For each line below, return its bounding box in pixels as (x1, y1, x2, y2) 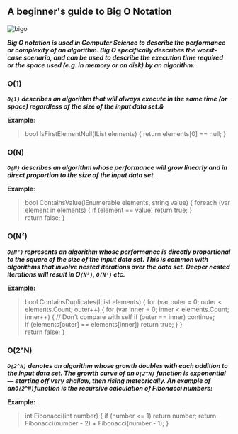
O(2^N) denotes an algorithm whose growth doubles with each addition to (7, 362, 228, 369)
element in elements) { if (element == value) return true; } (24, 206, 193, 215)
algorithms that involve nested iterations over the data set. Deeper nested (7, 262, 230, 271)
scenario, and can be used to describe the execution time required (23, 53, 223, 62)
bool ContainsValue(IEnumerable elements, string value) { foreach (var (24, 199, 231, 207)
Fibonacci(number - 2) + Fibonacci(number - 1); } (24, 419, 169, 428)
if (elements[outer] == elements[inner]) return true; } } (24, 320, 183, 328)
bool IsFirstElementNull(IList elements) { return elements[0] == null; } (24, 130, 227, 138)
